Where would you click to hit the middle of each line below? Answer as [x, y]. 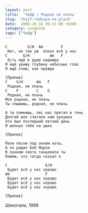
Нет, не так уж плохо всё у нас [42, 51]
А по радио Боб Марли [28, 148]
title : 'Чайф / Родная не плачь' [41, 15]
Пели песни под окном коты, [34, 143]
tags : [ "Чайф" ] [21, 33]
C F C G [28, 91]
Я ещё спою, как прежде [30, 69]
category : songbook [25, 29]
